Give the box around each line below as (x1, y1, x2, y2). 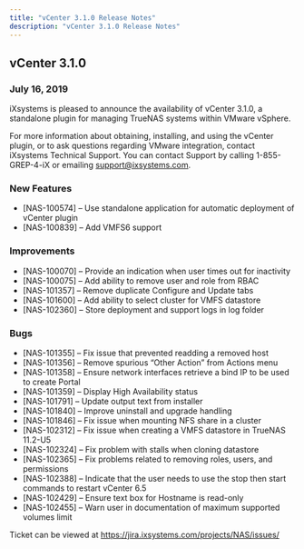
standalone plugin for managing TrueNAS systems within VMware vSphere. (9, 113, 291, 124)
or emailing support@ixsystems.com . (51, 160, 191, 171)
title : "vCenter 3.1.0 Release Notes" (9, 13, 156, 23)
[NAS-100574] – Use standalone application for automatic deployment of (22, 203, 295, 214)
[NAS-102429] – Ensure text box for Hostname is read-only (22, 493, 244, 504)
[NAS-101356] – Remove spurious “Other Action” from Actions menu (22, 357, 279, 368)
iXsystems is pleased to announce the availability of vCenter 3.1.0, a (9, 104, 263, 115)
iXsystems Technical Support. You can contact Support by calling (9, 150, 254, 161)
